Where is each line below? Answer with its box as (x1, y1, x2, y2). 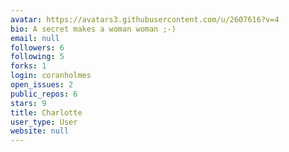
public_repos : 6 (10, 89, 78, 99)
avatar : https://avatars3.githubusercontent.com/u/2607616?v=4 (10, 14, 280, 25)
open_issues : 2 (10, 80, 74, 90)
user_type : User (10, 117, 78, 127)
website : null (10, 126, 70, 136)
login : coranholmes (10, 71, 92, 81)
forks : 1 (10, 61, 47, 71)
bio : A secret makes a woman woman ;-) (10, 24, 177, 34)
